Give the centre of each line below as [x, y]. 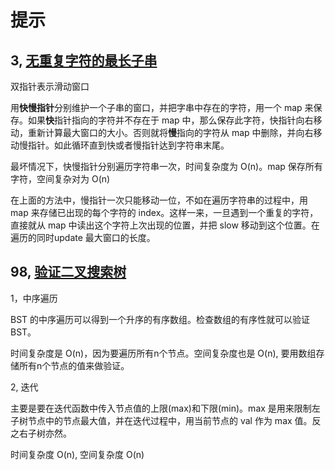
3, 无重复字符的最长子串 [84, 60]
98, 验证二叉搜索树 [68, 272]
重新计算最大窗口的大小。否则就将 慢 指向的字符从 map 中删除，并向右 [170, 132]
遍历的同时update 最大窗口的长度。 [83, 237]
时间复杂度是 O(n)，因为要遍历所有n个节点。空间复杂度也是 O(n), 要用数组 [163, 353]
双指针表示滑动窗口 [50, 86]
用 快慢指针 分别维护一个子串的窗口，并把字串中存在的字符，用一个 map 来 [162, 107]
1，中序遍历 [34, 298]
